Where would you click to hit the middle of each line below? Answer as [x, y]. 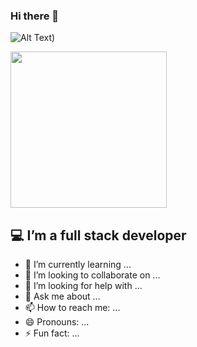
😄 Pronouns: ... [57, 322]
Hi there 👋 [35, 16]
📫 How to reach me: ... [72, 308]
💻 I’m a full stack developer [98, 235]
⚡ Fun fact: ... [52, 333]
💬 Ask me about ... [62, 296]
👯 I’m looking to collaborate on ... [92, 275]
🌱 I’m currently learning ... [78, 265]
